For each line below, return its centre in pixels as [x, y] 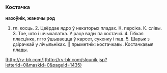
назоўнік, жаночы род [30, 18]
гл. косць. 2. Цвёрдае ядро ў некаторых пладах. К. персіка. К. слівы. [87, 28]
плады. [20, 50]
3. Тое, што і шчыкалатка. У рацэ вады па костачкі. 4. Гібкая [78, 34]
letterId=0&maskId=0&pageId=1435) [44, 65]
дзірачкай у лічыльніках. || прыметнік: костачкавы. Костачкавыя [83, 44]
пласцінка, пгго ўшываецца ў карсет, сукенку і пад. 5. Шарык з [81, 39]
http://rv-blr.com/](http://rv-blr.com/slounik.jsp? [57, 60]
